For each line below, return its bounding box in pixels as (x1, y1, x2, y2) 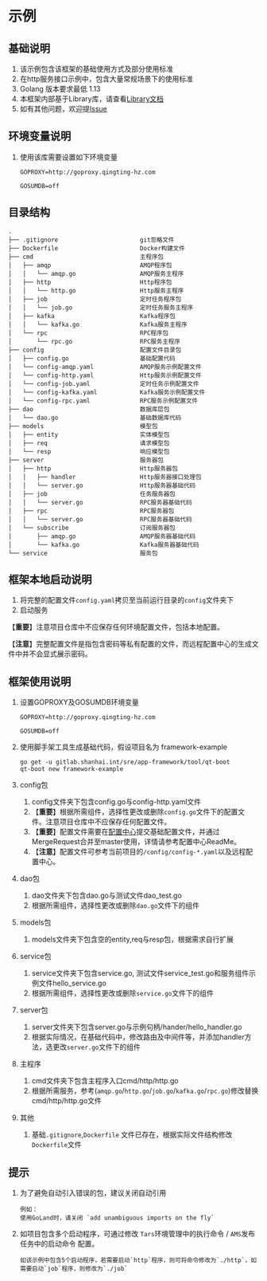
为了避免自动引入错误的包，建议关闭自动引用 (19, 1189, 167, 1198)
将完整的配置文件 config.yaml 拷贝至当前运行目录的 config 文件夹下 (19, 595, 234, 605)
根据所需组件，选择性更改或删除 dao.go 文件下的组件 (31, 901, 200, 910)
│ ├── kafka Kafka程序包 (8, 312, 176, 320)
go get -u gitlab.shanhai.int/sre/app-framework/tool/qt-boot (19, 758, 230, 766)
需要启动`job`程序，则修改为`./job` (19, 1265, 129, 1273)
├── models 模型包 (8, 422, 158, 430)
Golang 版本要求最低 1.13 (19, 84, 101, 93)
